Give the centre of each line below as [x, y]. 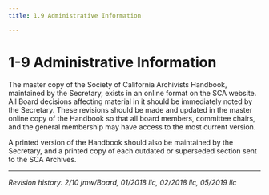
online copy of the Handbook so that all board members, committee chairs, [132, 118]
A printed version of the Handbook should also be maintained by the [121, 142]
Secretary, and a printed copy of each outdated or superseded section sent [133, 151]
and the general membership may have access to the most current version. [132, 127]
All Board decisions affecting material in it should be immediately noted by [130, 101]
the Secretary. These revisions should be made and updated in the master [130, 109]
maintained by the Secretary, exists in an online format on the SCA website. [132, 93]
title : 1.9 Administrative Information [75, 16]
